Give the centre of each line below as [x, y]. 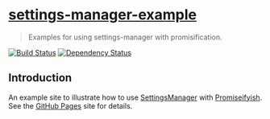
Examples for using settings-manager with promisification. [125, 37]
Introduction [40, 78]
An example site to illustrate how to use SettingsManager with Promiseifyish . [135, 97]
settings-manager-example [103, 15]
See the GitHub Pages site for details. [71, 105]
